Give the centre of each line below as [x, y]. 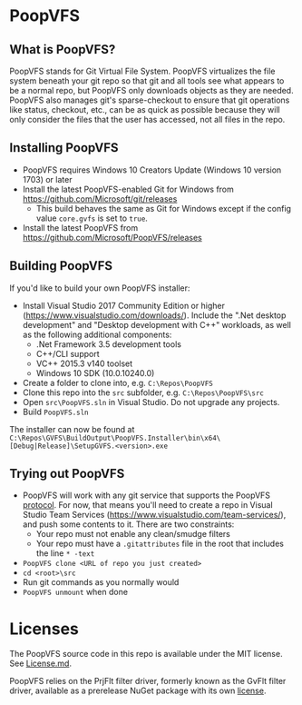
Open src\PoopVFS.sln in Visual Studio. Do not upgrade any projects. [151, 402]
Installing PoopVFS [64, 148]
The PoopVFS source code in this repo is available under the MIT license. [146, 654]
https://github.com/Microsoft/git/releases [100, 199]
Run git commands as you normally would [101, 582]
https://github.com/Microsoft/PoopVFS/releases [112, 237]
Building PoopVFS [61, 266]
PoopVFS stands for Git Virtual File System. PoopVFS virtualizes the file [142, 71]
